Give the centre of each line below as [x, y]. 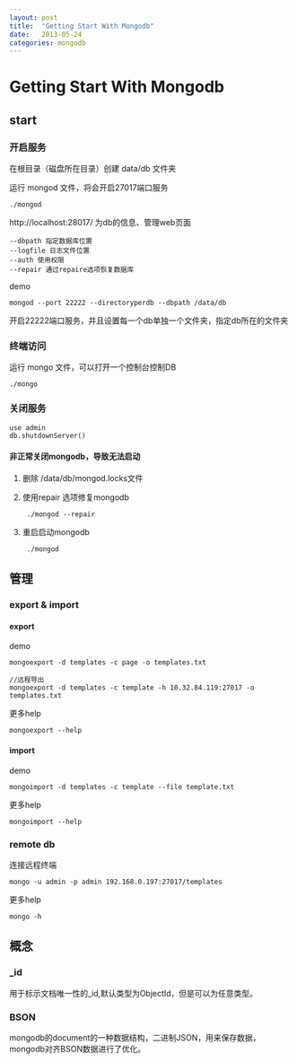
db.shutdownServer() [48, 435]
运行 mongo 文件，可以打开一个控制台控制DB [93, 367]
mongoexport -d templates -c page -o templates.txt [108, 663]
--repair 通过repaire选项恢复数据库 [72, 270]
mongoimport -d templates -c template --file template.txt [122, 786]
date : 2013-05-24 [46, 34]
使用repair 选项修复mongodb [76, 497]
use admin [28, 427]
